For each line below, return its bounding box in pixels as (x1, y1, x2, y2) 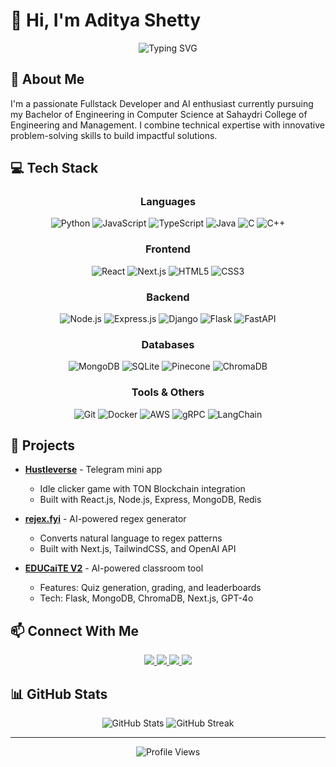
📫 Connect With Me (10, 622, 140, 639)
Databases (141, 337, 195, 351)
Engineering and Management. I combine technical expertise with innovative (10, 119, 325, 131)
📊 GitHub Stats (10, 685, 108, 703)
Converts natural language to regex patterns (39, 532, 223, 544)
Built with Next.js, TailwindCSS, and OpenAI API (39, 543, 237, 555)
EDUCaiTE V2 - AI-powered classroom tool (24, 562, 204, 574)
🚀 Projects (10, 437, 76, 454)
